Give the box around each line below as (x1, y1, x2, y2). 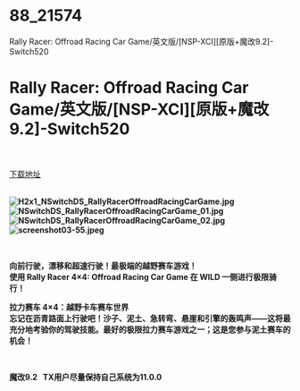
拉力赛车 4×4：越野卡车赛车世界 (9, 302, 129, 312)
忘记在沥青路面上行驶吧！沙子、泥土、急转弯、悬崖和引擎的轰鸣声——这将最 (9, 312, 291, 323)
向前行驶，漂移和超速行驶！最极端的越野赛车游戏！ (9, 260, 197, 271)
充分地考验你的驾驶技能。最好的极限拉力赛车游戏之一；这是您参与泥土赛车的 (9, 324, 291, 335)
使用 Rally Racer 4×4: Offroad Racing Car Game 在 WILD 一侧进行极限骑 (9, 271, 277, 282)
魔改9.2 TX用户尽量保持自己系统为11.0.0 (9, 371, 162, 382)
